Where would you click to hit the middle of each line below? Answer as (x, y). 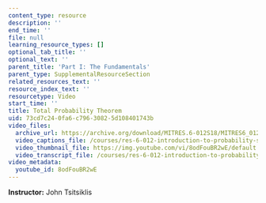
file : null (26, 38)
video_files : (30, 126)
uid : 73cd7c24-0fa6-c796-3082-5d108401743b (81, 118)
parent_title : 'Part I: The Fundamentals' (79, 67)
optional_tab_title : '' (47, 52)
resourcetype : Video (42, 96)
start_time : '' (33, 103)
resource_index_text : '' (49, 89)
